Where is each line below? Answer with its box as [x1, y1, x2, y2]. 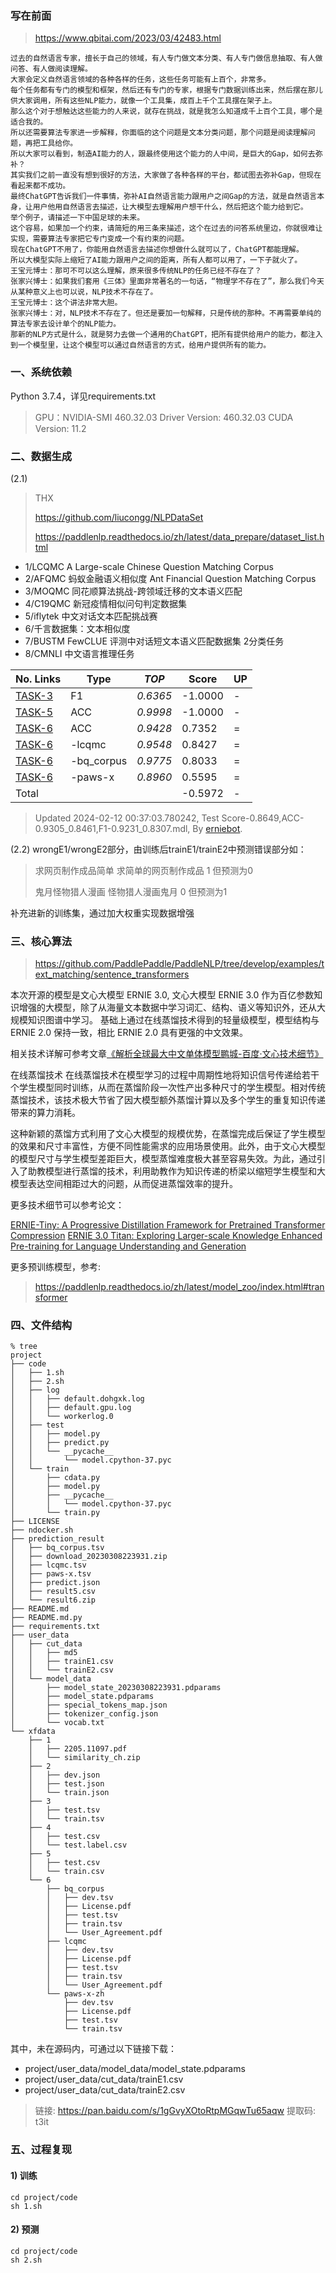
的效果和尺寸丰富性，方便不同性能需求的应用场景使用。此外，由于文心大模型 [10, 1140, 326, 1152]
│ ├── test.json [28, 1779, 105, 1789]
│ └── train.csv [28, 1867, 105, 1877]
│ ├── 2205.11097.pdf [28, 1744, 128, 1754]
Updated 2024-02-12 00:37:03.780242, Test [34, 812, 220, 824]
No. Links [15, 672, 62, 686]
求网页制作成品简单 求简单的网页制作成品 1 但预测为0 [34, 864, 254, 876]
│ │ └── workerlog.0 [10, 1412, 114, 1422]
